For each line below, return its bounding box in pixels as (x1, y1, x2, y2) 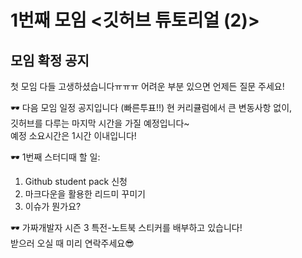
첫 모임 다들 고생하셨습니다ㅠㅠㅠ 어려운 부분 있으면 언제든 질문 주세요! (10, 81, 285, 92)
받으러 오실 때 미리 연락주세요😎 (10, 237, 135, 249)
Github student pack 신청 (24, 176, 128, 187)
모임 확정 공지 (10, 52, 90, 69)
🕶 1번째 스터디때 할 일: (10, 151, 101, 163)
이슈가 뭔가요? (24, 201, 82, 212)
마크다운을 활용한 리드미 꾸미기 (24, 188, 146, 200)
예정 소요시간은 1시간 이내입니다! (10, 130, 137, 141)
